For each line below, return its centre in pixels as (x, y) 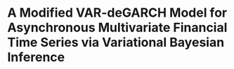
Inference (36, 58)
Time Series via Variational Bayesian (116, 43)
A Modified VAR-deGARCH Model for (117, 13)
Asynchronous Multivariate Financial (117, 28)
